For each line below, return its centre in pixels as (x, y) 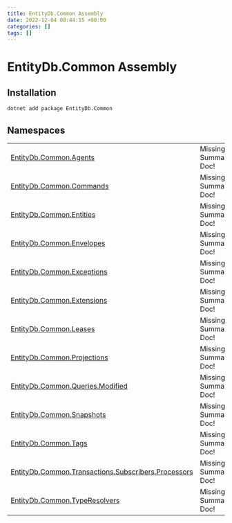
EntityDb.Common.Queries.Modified (69, 386)
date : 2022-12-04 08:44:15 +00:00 (57, 20)
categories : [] (29, 26)
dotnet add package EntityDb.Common (60, 109)
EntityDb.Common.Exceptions (59, 272)
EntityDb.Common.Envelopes (58, 243)
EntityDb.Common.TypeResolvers (65, 500)
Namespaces (36, 130)
